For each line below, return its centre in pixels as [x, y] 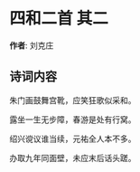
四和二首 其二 [59, 19]
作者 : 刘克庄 [32, 45]
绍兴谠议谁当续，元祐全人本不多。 [73, 139]
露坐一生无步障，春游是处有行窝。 [73, 119]
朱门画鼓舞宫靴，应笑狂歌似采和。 [73, 100]
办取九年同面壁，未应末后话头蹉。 [73, 158]
